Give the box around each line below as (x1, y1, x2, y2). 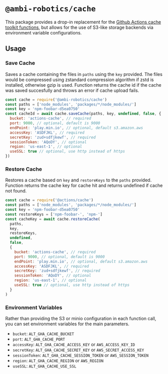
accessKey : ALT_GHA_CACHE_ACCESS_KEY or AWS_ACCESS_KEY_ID (12, 341, 135, 347)
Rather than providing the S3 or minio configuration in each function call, (5, 315, 156, 321)
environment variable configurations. (5, 29, 82, 35)
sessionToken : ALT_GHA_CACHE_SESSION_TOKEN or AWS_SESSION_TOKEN (12, 352, 149, 358)
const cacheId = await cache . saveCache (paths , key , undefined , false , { (5, 111, 161, 117)
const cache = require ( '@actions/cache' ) (5, 198, 94, 203)
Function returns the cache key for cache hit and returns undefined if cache (5, 182, 163, 189)
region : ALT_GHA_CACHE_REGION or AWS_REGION (12, 357, 104, 363)
